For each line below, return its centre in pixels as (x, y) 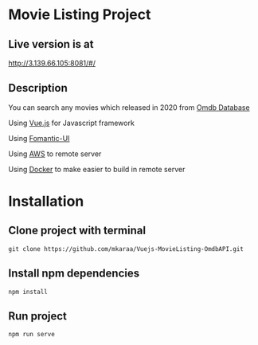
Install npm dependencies (74, 274)
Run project (38, 316)
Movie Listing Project (80, 15)
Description (38, 88)
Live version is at (51, 44)
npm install (28, 292)
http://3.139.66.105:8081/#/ (52, 63)
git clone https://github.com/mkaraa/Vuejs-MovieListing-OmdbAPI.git (126, 249)
